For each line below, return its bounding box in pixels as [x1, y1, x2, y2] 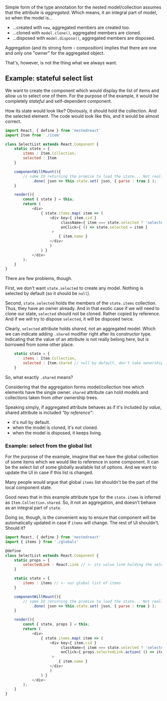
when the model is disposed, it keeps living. [12, 429, 102, 436]
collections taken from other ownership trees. [5, 394, 98, 400]
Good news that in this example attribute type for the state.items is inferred [5, 494, 161, 500]
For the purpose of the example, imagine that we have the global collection [5, 454, 159, 460]
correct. [5, 118, 21, 124]
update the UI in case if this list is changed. [5, 469, 93, 476]
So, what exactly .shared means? [5, 374, 73, 380]
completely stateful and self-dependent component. [5, 98, 112, 104]
